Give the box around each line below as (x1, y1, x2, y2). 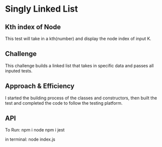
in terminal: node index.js (5, 136, 55, 142)
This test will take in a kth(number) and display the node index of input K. (5, 36, 152, 41)
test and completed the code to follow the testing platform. (5, 100, 123, 106)
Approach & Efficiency (5, 82, 74, 91)
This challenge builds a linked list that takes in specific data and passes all (5, 62, 154, 69)
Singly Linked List (5, 3, 78, 15)
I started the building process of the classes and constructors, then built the (5, 95, 157, 101)
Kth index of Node (5, 23, 61, 31)
